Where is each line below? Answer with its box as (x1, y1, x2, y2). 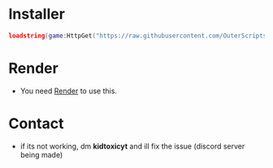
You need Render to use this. (19, 86, 118, 96)
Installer (8, 5, 65, 24)
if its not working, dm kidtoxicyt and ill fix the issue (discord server (19, 141, 245, 151)
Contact (8, 114, 64, 132)
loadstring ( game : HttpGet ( (8, 32, 96, 40)
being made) (19, 149, 63, 159)
